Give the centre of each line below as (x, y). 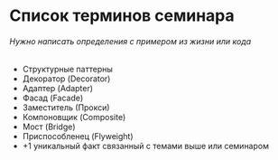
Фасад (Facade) (53, 98)
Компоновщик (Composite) (74, 118)
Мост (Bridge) (49, 127)
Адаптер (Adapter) (57, 89)
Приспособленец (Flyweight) (78, 136)
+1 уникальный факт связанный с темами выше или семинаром (145, 146)
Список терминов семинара (122, 16)
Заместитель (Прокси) (66, 108)
